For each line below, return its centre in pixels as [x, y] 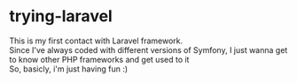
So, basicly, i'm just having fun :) [69, 69]
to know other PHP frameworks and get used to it [99, 59]
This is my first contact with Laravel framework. [96, 41]
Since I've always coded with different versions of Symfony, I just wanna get [148, 49]
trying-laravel [61, 16]
